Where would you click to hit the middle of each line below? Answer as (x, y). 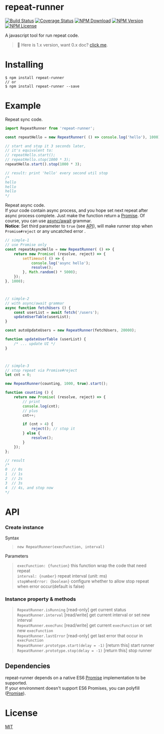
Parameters (17, 556)
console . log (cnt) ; (41, 406)
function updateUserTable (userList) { (46, 339)
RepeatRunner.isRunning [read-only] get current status (72, 610)
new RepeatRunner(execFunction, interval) (61, 547)
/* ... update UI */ (35, 344)
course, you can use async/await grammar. (48, 221)
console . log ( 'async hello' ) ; (61, 263)
